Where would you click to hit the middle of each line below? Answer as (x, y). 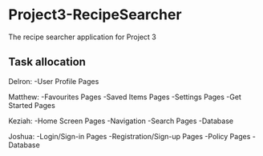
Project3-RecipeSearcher (95, 15)
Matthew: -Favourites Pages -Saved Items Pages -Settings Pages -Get (125, 97)
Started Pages (32, 105)
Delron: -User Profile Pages (54, 81)
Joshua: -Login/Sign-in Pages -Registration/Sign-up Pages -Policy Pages (129, 136)
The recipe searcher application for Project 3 (82, 37)
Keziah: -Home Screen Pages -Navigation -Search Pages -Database (121, 121)
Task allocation (47, 62)
